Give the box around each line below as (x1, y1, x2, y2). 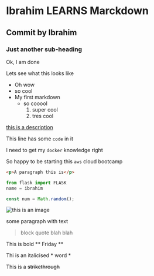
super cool (32, 106, 59, 113)
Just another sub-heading (6, 45, 83, 53)
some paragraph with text (6, 218, 69, 225)
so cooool (23, 100, 48, 107)
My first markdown (14, 93, 60, 100)
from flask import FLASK (6, 180, 67, 186)
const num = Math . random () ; (6, 196, 75, 202)
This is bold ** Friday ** (6, 241, 64, 248)
